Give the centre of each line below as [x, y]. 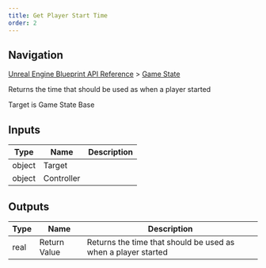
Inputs [25, 130]
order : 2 [23, 23]
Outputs [29, 207]
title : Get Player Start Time [58, 15]
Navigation [36, 55]
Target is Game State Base [51, 105]
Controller [62, 178]
